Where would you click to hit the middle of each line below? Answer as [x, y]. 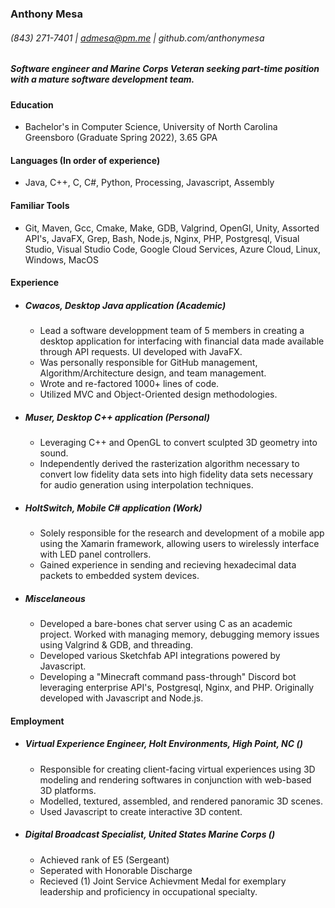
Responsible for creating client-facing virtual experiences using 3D [177, 769]
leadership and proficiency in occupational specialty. [148, 891]
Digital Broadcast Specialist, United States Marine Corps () [150, 834]
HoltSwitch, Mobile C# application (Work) [113, 508]
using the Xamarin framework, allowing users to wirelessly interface [179, 544]
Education [32, 104]
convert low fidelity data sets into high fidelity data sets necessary [176, 474]
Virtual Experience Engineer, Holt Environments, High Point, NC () [163, 744]
